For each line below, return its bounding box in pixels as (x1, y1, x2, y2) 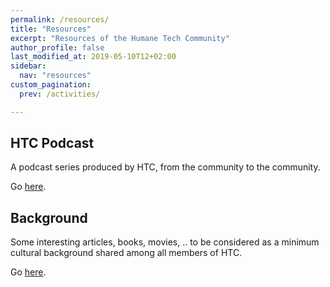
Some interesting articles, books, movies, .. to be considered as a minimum (10, 236, 320, 248)
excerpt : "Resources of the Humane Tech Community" (10, 33, 230, 43)
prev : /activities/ (19, 89, 101, 99)
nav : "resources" (19, 71, 92, 81)
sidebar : (10, 61, 47, 71)
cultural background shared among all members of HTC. (10, 247, 243, 259)
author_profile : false (10, 42, 105, 53)
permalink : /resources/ (10, 14, 110, 25)
